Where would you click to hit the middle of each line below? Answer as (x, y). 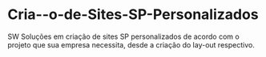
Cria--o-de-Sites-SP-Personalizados (133, 15)
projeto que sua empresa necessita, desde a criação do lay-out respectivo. (131, 44)
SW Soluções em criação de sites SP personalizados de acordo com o (123, 36)
